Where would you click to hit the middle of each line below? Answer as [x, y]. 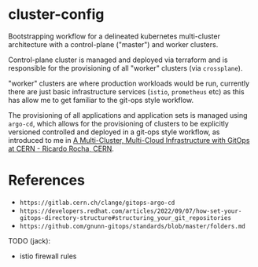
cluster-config [56, 15]
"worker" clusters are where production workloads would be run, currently [129, 83]
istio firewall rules [48, 256]
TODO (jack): [29, 240]
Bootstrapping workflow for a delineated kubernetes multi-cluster [114, 36]
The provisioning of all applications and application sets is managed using [128, 115]
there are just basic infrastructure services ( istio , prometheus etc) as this [127, 91]
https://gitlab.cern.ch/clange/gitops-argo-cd [97, 203]
